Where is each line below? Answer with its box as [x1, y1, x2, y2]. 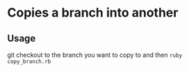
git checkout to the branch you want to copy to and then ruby [7, 51, 183, 59]
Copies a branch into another [7, 5, 179, 21]
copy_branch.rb [7, 58, 51, 65]
